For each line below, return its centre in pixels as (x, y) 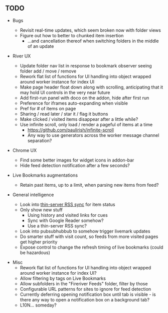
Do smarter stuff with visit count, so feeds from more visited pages (89, 237)
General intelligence (33, 194)
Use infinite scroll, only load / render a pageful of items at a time (86, 124)
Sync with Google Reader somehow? (65, 220)
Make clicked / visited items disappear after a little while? (79, 119)
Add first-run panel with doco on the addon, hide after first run (85, 98)
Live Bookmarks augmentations (45, 175)
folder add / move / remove (48, 71)
